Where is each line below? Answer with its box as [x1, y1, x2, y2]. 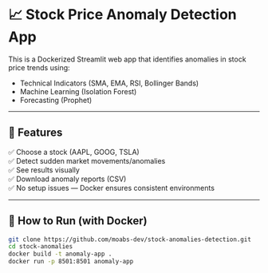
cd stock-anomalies [8, 243, 73, 251]
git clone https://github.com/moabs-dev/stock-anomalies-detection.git [8, 235, 251, 243]
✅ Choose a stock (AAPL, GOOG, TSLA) [8, 147, 140, 156]
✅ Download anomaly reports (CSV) [8, 174, 127, 184]
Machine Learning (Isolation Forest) [19, 86, 137, 96]
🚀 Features [8, 126, 63, 140]
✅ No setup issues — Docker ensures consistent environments [8, 183, 215, 192]
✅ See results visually [8, 164, 80, 175]
